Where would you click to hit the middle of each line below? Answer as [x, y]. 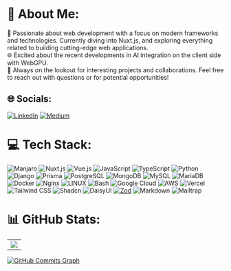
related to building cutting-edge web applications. [78, 47]
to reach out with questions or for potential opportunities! [88, 77]
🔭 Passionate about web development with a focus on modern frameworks [113, 33]
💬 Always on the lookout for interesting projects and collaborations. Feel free [115, 70]
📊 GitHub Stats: [54, 219]
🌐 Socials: [30, 99]
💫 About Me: [43, 14]
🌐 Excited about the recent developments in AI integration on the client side [114, 55]
